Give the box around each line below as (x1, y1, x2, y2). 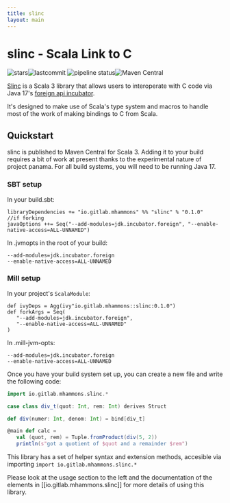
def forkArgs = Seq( (7, 308, 66, 316)
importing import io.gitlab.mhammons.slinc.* (7, 460, 138, 469)
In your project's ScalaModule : (7, 289, 90, 297)
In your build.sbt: (7, 195, 55, 203)
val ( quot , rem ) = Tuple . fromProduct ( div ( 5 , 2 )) (16, 434, 157, 441)
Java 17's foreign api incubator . (7, 89, 95, 97)
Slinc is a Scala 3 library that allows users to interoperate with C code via (7, 82, 213, 90)
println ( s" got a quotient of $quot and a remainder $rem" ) (16, 441, 188, 447)
